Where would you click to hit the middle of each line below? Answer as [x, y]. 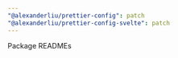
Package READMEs [39, 45]
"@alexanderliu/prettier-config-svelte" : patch [89, 23]
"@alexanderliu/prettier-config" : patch [77, 15]
